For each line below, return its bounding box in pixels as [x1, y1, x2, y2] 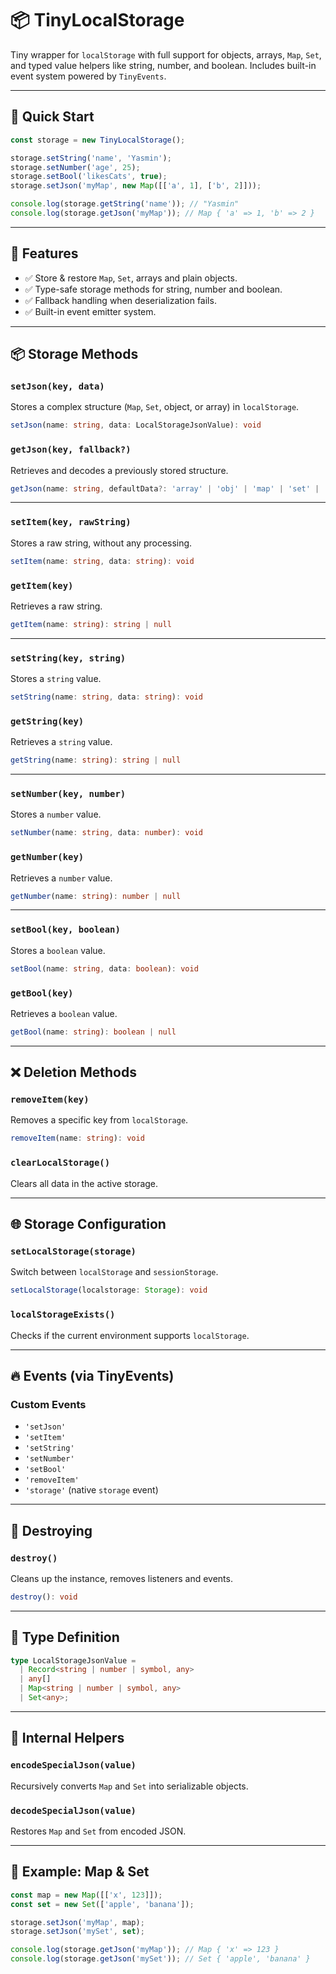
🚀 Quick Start [10, 108, 95, 126]
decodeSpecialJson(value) [10, 1805, 137, 1816]
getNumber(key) [10, 852, 85, 863]
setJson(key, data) [10, 381, 105, 392]
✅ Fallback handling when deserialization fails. [24, 294, 217, 306]
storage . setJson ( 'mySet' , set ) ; [10, 1927, 145, 1937]
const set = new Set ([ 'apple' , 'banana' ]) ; [10, 1899, 195, 1909]
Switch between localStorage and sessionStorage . [10, 1266, 219, 1278]
